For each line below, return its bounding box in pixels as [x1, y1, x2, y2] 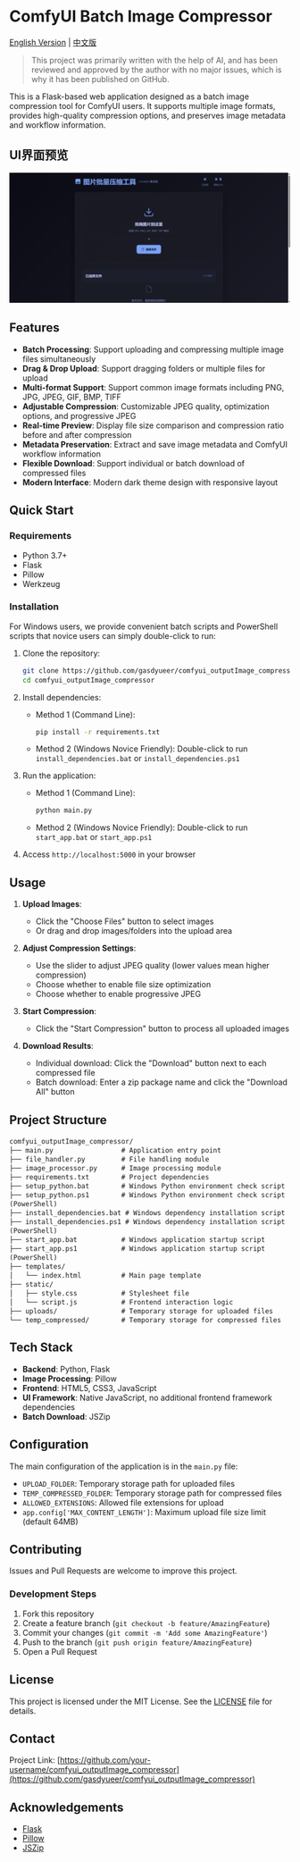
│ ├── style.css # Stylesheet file [9, 1288, 190, 1297]
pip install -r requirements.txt [35, 727, 161, 736]
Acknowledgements [9, 1799, 124, 1815]
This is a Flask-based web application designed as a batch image [9, 91, 250, 102]
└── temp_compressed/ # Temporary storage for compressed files [9, 1315, 281, 1324]
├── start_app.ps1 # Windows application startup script [9, 1244, 266, 1253]
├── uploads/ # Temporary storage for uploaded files [9, 1306, 274, 1315]
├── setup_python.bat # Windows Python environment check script [9, 1181, 286, 1190]
